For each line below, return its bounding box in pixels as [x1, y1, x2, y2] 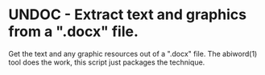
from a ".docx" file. [8, 22, 139, 41]
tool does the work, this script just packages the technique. [8, 57, 205, 67]
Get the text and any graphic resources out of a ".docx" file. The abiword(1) [8, 49, 258, 58]
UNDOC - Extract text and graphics [8, 6, 247, 24]
